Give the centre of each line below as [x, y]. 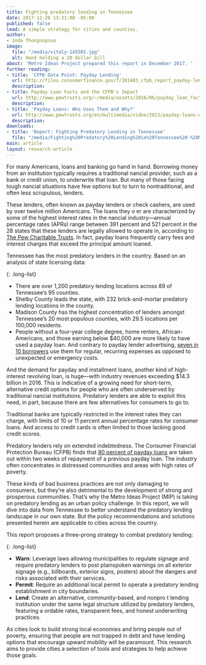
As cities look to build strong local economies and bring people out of [94, 629]
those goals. [22, 655]
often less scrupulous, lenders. [45, 192]
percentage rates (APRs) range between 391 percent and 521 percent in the [102, 224]
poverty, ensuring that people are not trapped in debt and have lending [96, 636]
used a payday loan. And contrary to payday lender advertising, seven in [107, 344]
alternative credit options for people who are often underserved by [90, 389]
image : [15, 47]
